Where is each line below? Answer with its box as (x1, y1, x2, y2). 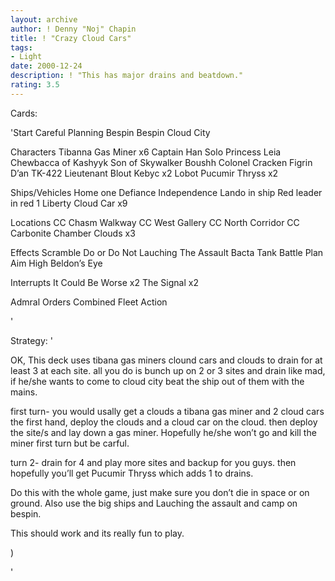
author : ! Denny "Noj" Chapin (10, 24, 137, 34)
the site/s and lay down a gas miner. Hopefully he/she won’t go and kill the (10, 426, 317, 438)
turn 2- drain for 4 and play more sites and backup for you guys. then (10, 456, 297, 468)
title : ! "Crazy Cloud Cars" (10, 33, 132, 43)
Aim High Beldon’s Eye (10, 257, 103, 269)
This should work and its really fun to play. (10, 527, 185, 539)
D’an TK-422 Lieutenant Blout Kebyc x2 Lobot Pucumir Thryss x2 (10, 167, 279, 179)
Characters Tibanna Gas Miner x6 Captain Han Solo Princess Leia (10, 146, 282, 158)
